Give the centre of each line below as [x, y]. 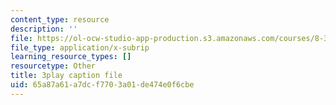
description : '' [44, 29]
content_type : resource [60, 19]
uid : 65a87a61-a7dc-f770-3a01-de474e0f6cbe [102, 85]
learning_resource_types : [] [71, 57]
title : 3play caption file [66, 76]
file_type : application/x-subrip [80, 47]
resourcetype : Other [53, 66]
